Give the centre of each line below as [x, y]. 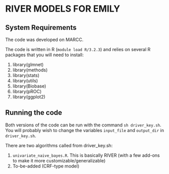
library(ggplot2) [29, 97]
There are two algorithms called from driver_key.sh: [59, 145]
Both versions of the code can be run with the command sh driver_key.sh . [83, 125]
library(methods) [30, 70]
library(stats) [26, 75]
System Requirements [41, 28]
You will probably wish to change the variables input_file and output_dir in [85, 130]
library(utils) [25, 81]
